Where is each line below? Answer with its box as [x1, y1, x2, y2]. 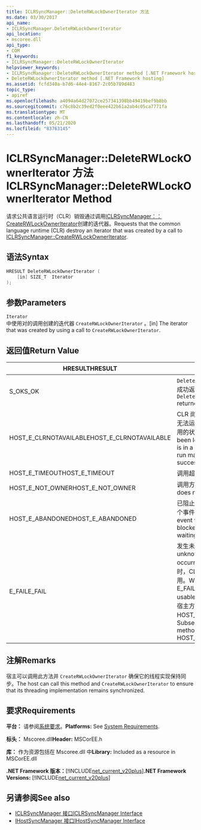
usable [176, 593, 196, 601]
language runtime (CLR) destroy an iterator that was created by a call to [6, 227, 182, 234]
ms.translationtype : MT [6, 109, 66, 115]
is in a [176, 443, 193, 451]
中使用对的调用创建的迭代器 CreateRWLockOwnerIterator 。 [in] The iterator [6, 320, 188, 327]
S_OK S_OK [9, 387, 39, 396]
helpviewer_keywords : [6, 64, 60, 71]
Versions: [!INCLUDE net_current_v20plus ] [6, 774, 111, 781]
